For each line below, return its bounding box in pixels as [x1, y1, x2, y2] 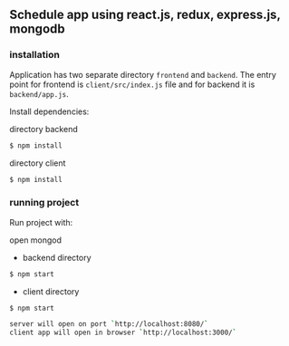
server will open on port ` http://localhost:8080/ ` [9, 320, 208, 329]
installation [9, 49, 61, 62]
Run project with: [9, 216, 73, 227]
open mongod [9, 235, 62, 245]
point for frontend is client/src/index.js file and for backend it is [9, 79, 255, 90]
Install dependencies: [9, 106, 90, 117]
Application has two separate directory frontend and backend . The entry [9, 69, 276, 80]
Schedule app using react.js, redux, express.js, [9, 7, 281, 23]
